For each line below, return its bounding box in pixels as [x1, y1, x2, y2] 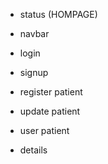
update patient [19, 105, 81, 117]
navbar [19, 28, 50, 39]
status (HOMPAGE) [19, 9, 98, 20]
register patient [19, 86, 83, 98]
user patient [19, 125, 70, 136]
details [19, 144, 48, 156]
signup [19, 67, 49, 78]
